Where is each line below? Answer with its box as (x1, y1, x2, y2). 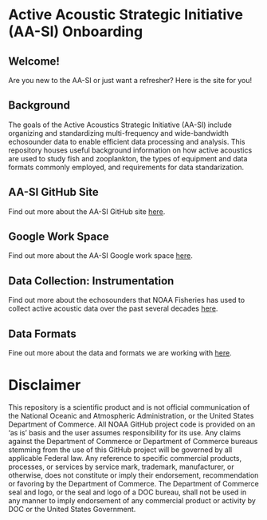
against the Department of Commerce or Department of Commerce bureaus (8, 437, 258, 446)
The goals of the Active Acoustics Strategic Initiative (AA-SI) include (8, 120, 233, 129)
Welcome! (8, 54, 60, 68)
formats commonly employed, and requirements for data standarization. (8, 162, 245, 172)
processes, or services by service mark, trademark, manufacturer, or (8, 462, 234, 471)
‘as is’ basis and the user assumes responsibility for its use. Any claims (8, 428, 241, 437)
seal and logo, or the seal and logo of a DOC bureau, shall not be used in (8, 487, 247, 497)
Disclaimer (8, 376, 81, 395)
